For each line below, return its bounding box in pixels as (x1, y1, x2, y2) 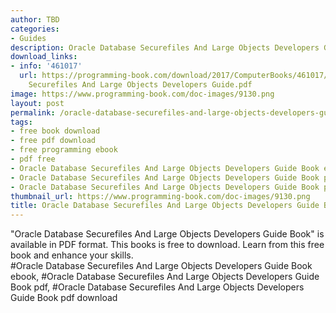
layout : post (10, 98, 65, 108)
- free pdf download (10, 136, 97, 146)
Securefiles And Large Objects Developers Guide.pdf (28, 80, 253, 90)
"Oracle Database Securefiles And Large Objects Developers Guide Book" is (10, 228, 325, 240)
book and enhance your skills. (10, 249, 134, 261)
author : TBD (10, 14, 60, 25)
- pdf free (10, 154, 56, 164)
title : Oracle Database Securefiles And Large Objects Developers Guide (10, 201, 320, 211)
